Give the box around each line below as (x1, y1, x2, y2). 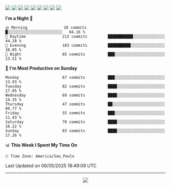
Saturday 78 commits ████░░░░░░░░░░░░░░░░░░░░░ (5, 119, 165, 124)
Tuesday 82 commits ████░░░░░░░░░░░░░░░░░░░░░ (5, 84, 165, 89)
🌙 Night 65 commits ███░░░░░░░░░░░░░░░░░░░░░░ (5, 52, 165, 57)
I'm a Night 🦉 (5, 15, 33, 21)
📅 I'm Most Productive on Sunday (5, 65, 77, 71)
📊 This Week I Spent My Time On (5, 142, 77, 148)
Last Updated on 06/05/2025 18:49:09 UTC (5, 163, 97, 169)
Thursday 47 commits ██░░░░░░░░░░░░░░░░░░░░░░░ (5, 102, 165, 107)
